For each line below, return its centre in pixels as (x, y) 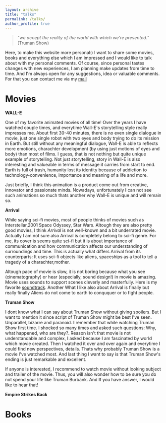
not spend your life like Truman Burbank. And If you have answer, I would (80, 380)
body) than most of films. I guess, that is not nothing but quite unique (76, 154)
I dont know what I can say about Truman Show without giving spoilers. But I (83, 312)
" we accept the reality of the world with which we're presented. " (83, 38)
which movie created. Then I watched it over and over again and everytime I (83, 344)
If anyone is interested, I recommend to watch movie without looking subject (83, 369)
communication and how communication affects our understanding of (76, 246)
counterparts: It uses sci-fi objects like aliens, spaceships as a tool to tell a (81, 257)
